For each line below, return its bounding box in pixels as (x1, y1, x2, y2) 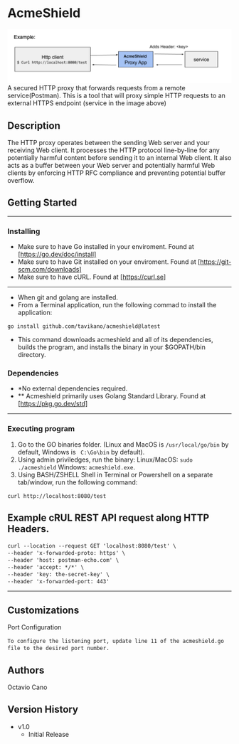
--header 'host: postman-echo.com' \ (7, 557, 119, 564)
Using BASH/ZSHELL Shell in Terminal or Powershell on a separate (17, 470, 213, 479)
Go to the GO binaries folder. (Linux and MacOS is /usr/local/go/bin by (17, 440, 229, 449)
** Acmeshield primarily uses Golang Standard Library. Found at (17, 392, 206, 400)
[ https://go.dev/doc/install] (17, 250, 97, 259)
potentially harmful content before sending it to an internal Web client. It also (7, 153, 232, 161)
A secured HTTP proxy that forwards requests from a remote (7, 84, 186, 92)
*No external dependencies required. (17, 384, 128, 393)
